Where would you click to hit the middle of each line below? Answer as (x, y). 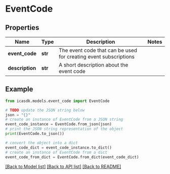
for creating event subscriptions (97, 57)
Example (19, 89)
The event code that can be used (98, 50)
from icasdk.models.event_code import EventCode (57, 101)
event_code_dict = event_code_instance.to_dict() (59, 148)
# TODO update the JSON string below (45, 110)
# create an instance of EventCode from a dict (56, 152)
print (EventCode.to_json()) (35, 134)
